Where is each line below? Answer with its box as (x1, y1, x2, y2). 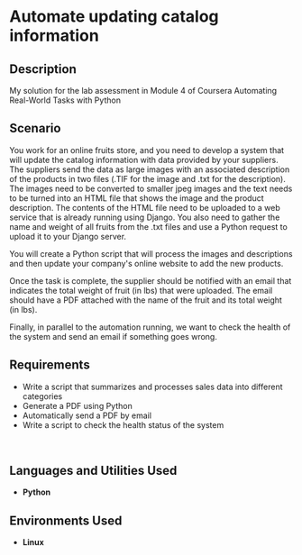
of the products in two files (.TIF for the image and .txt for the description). (9, 173, 286, 184)
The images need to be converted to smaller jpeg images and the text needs (9, 183, 293, 194)
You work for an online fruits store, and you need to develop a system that (9, 144, 285, 155)
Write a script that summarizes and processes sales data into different (22, 381, 283, 392)
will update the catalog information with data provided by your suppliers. (9, 154, 279, 165)
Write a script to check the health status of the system (22, 419, 224, 430)
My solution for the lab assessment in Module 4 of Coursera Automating (9, 86, 278, 96)
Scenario (9, 121, 61, 136)
